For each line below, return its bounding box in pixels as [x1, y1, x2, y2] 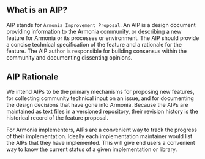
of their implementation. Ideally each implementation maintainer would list [6, 132, 193, 140]
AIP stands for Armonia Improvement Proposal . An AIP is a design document [6, 21, 196, 28]
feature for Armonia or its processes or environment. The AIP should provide [6, 34, 199, 42]
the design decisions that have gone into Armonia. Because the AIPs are [6, 101, 188, 108]
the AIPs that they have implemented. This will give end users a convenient [6, 139, 196, 146]
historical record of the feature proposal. [6, 114, 109, 122]
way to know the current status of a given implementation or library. [6, 145, 177, 153]
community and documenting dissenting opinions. [6, 53, 133, 61]
